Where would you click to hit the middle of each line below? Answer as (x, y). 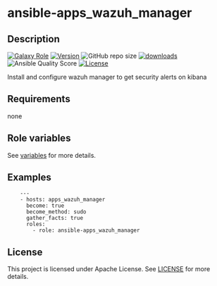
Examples (29, 178)
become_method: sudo (56, 212)
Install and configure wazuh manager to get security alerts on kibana (107, 77)
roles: (36, 224)
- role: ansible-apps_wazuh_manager (86, 230)
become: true (45, 206)
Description (33, 39)
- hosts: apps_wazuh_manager (63, 200)
